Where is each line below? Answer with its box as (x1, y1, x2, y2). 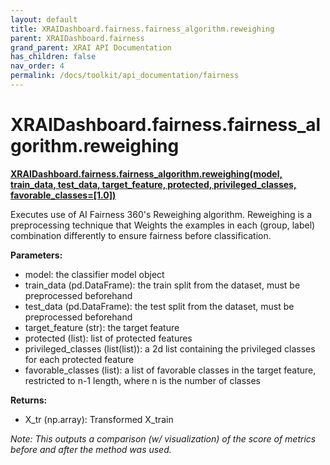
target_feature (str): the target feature (24, 321, 180, 333)
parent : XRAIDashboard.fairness (10, 33, 145, 43)
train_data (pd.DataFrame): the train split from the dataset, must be (24, 279, 301, 291)
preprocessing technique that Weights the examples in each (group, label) (10, 219, 316, 231)
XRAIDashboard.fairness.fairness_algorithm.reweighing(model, (10, 167, 283, 180)
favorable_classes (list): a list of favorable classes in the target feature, (24, 364, 317, 376)
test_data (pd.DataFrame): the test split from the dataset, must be (24, 300, 295, 312)
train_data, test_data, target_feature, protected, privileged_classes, (10, 178, 297, 190)
